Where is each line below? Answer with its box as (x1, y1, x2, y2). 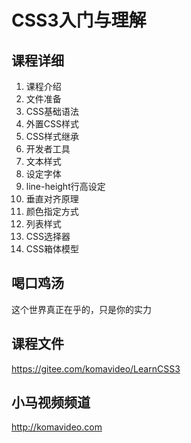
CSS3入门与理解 (11, 9, 147, 32)
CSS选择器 (25, 231, 71, 242)
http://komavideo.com (11, 421, 103, 433)
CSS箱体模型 (25, 243, 79, 255)
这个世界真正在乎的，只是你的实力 (11, 303, 152, 315)
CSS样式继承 (25, 131, 79, 142)
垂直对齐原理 (25, 193, 79, 205)
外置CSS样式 (25, 118, 79, 130)
